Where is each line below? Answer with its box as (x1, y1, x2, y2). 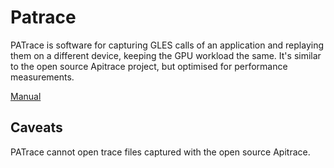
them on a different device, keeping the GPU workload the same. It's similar (10, 49, 322, 61)
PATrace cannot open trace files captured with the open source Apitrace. (10, 146, 311, 158)
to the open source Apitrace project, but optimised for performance (10, 60, 288, 72)
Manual (10, 90, 42, 102)
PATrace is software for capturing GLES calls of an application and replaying (10, 39, 325, 51)
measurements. (10, 71, 75, 83)
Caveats (10, 119, 63, 136)
